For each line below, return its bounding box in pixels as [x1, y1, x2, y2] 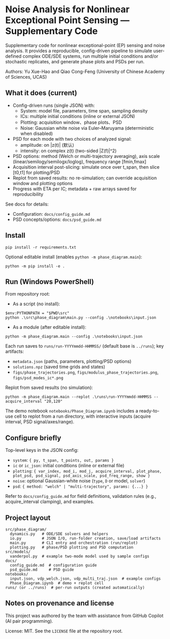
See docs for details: [5, 201, 49, 207]
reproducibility [12, 191, 43, 197]
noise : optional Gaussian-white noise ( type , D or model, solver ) [12, 478, 145, 484]
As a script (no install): [12, 301, 60, 307]
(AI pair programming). [5, 618, 54, 624]
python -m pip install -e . [5, 263, 65, 269]
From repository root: [5, 291, 50, 297]
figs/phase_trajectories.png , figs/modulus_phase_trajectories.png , [12, 369, 159, 375]
